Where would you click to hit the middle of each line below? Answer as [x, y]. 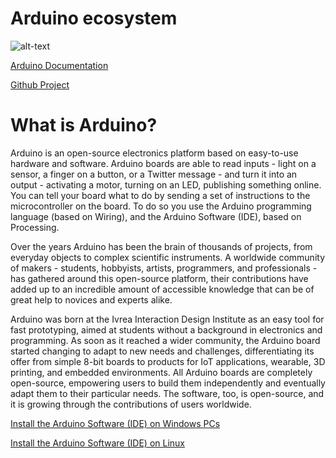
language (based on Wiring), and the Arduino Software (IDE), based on [156, 216]
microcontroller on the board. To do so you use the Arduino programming [161, 206]
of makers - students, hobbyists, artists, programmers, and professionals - [164, 268]
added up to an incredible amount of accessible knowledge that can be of [162, 289]
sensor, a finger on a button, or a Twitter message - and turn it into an [154, 174]
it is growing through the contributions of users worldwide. [131, 404]
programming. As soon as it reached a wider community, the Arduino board [165, 340]
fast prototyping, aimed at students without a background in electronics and [166, 329]
